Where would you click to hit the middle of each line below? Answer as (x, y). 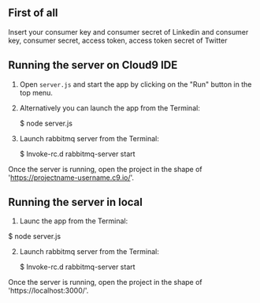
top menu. (36, 92)
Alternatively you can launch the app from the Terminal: (110, 108)
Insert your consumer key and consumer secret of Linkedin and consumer (128, 32)
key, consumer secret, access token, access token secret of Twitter (118, 40)
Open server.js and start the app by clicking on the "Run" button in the (136, 84)
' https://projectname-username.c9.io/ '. (71, 178)
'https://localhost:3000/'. (48, 290)
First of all (33, 13)
